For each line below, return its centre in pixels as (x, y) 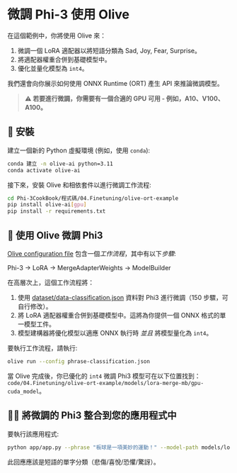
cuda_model (23, 391)
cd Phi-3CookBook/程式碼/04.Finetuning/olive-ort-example (93, 198)
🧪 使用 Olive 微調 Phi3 (55, 235)
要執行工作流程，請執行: (42, 347)
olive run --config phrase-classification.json (79, 361)
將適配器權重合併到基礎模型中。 (64, 59)
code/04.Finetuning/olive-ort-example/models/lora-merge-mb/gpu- (105, 383)
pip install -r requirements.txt (57, 211)
